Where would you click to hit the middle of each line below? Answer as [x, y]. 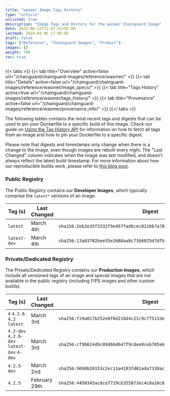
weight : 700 [18, 52]
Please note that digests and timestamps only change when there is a [78, 145]
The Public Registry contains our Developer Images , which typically [76, 190]
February [42, 380]
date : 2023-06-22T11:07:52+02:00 [40, 29]
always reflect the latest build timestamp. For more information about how [82, 161]
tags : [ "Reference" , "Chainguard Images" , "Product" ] [63, 43]
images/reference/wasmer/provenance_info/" [53, 109]
